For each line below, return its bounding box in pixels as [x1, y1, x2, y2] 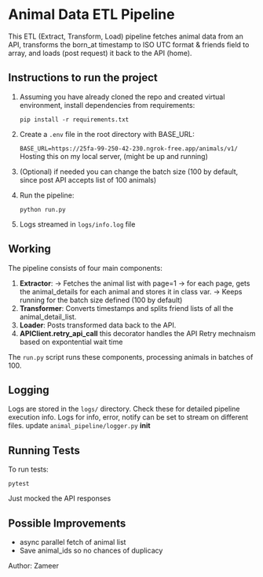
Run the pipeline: [19, 190, 75, 200]
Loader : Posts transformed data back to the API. [19, 320, 177, 330]
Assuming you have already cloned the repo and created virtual [19, 92, 225, 102]
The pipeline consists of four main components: [8, 263, 163, 272]
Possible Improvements [8, 516, 126, 530]
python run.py [19, 205, 66, 213]
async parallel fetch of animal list [19, 538, 126, 546]
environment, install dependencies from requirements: [19, 100, 195, 109]
